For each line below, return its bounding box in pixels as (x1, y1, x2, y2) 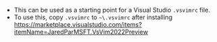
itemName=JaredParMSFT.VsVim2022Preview (13, 28, 149, 36)
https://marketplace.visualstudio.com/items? (13, 21, 142, 28)
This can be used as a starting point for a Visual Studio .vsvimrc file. (13, 6, 211, 14)
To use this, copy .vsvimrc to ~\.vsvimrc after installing (13, 13, 173, 21)
